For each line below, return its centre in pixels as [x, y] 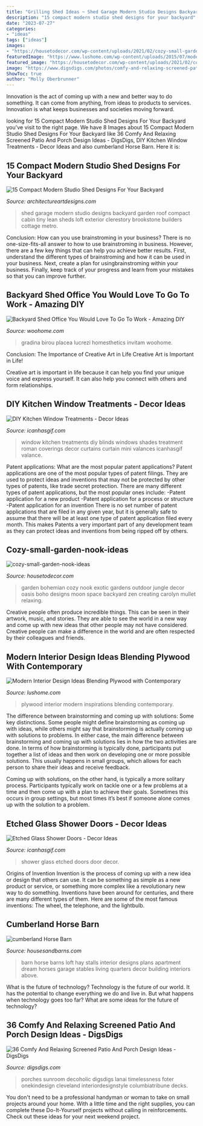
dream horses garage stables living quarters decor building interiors [106, 969]
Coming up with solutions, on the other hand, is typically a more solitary [96, 779]
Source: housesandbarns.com [44, 951]
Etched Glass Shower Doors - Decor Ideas [87, 824]
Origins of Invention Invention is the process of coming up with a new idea [99, 873]
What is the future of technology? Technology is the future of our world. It [98, 987]
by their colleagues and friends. [46, 638]
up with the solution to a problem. [48, 805]
